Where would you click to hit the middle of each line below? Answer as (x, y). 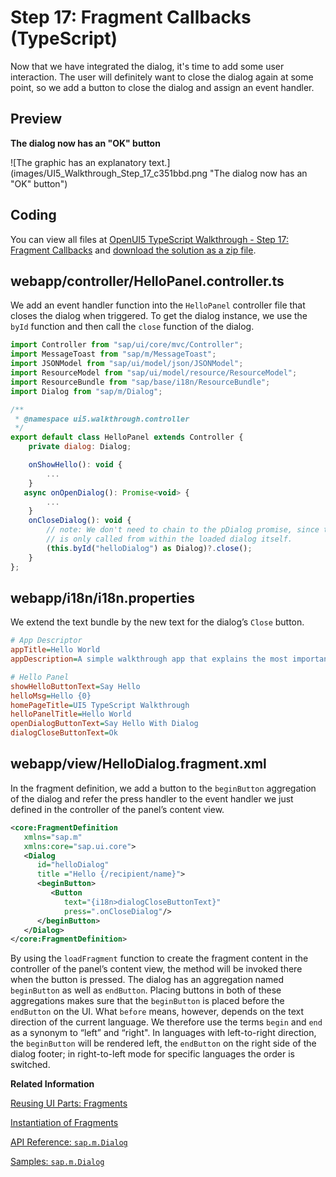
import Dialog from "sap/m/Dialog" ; (86, 391)
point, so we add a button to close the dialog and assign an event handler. (162, 87)
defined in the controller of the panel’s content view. (117, 809)
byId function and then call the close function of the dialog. (132, 327)
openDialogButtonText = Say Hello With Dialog (104, 724)
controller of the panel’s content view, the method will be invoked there (156, 969)
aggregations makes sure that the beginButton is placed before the (147, 1001)
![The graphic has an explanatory (78, 162)
